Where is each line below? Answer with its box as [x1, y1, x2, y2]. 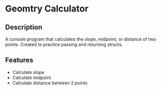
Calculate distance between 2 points [12, 79, 88, 85]
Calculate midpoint [12, 74, 51, 80]
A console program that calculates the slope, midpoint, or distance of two [5, 36, 156, 42]
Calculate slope [12, 69, 45, 75]
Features [5, 56, 33, 64]
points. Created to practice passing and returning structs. [5, 41, 123, 47]
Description [5, 23, 42, 31]
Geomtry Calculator [5, 3, 89, 14]
